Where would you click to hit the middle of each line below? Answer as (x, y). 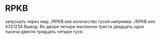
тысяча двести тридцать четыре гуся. (44, 31)
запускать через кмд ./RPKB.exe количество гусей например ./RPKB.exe (80, 21)
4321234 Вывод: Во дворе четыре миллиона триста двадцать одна (74, 26)
